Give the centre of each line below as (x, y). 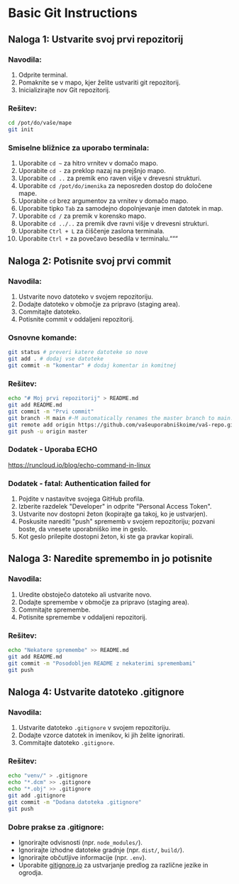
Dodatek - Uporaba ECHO (53, 450)
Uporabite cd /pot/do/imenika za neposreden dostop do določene (115, 186)
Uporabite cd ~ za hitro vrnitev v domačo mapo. (88, 163)
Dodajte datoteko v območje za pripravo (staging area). (99, 304)
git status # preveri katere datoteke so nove (78, 353)
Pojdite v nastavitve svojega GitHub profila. (81, 499)
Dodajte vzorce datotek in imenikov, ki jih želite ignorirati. (101, 735)
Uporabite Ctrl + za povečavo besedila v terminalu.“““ (98, 238)
